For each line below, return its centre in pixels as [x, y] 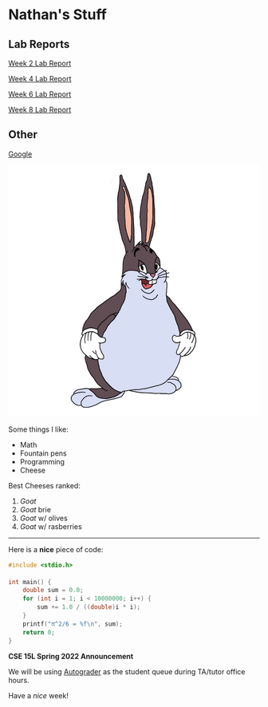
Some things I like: [39, 429]
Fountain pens [43, 453]
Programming [42, 461]
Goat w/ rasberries [51, 526]
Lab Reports [39, 44]
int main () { [30, 582]
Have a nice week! [39, 695]
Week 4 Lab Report [40, 79]
